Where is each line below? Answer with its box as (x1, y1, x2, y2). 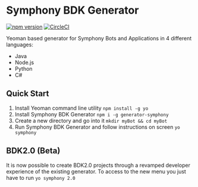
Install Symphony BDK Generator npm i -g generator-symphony (14, 110, 169, 118)
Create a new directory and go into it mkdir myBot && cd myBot (14, 117, 168, 124)
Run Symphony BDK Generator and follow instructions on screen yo (14, 123, 180, 131)
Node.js (14, 59, 34, 66)
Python (14, 65, 33, 72)
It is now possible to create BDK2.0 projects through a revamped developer (6, 161, 190, 169)
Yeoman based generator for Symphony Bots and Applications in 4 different (6, 34, 192, 42)
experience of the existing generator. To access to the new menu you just (6, 167, 186, 175)
